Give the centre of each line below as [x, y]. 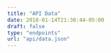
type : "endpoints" [34, 33]
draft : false [26, 26]
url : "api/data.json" [39, 39]
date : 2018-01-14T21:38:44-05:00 [56, 20]
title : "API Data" [34, 13]
